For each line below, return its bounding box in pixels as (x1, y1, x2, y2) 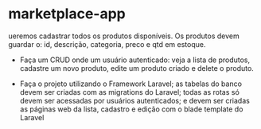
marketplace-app (8, 5, 126, 23)
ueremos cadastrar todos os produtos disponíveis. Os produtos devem (8, 31, 240, 41)
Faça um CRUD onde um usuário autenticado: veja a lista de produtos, (19, 55, 251, 64)
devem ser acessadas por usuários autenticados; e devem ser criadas (19, 96, 251, 105)
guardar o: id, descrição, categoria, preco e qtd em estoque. (8, 39, 206, 49)
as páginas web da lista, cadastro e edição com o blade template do (19, 104, 243, 114)
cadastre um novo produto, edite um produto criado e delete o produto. (19, 63, 255, 72)
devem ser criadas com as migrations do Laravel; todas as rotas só (19, 87, 240, 96)
